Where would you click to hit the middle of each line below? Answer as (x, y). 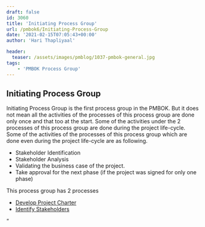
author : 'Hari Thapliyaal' (41, 40)
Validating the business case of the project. (70, 166)
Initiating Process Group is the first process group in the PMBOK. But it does (102, 109)
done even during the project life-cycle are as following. (77, 141)
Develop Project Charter (46, 202)
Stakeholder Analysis (42, 160)
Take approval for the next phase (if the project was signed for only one (106, 172)
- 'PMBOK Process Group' (49, 69)
